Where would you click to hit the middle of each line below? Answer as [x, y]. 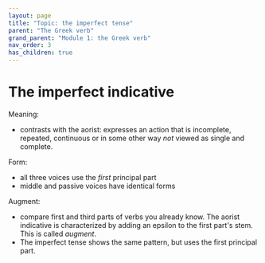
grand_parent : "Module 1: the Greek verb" [80, 38]
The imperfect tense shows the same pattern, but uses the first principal [138, 242]
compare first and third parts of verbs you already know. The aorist [130, 217]
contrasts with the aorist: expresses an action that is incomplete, [126, 129]
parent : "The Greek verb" [51, 30]
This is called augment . [58, 234]
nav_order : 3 [30, 45]
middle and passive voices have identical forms [97, 186]
